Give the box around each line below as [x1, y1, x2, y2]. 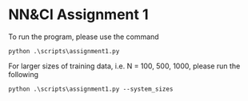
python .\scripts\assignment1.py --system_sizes [8, 85, 174, 93]
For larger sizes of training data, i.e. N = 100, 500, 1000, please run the [8, 61, 241, 71]
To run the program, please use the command [8, 32, 159, 41]
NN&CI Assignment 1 [8, 6, 149, 24]
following [8, 69, 38, 79]
